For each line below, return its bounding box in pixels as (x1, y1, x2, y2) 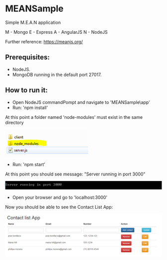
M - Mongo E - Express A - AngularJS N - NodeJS (5, 29, 108, 35)
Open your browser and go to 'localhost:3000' (12, 194, 108, 200)
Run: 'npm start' (12, 161, 46, 167)
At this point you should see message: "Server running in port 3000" (5, 171, 146, 177)
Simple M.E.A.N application (5, 19, 61, 25)
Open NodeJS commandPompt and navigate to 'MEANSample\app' (12, 99, 150, 105)
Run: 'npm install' (12, 104, 48, 110)
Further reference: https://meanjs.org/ (5, 38, 83, 45)
